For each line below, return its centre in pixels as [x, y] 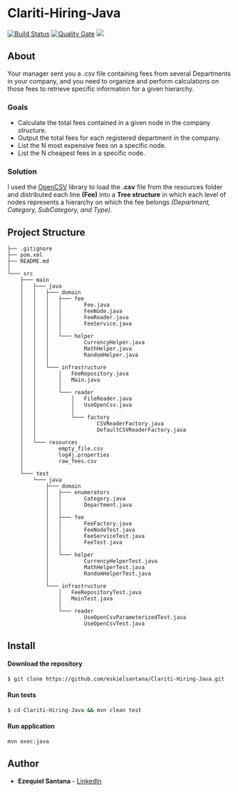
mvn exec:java [29, 741]
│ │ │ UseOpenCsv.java [76, 405]
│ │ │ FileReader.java [76, 399]
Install [21, 645]
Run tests [22, 695]
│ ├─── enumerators [78, 493]
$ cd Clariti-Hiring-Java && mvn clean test [74, 710]
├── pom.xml [25, 255]
